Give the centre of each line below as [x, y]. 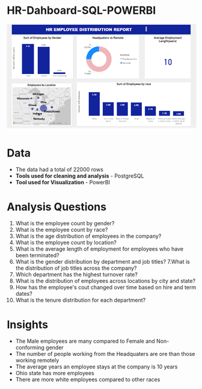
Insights [28, 324]
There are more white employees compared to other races [88, 379]
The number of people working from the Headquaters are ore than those [105, 354]
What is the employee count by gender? [65, 223]
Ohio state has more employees [55, 373]
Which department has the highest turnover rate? [76, 275]
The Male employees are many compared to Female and [85, 341]
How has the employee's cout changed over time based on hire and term [106, 287]
